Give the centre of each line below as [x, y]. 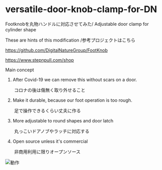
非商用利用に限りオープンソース [47, 152]
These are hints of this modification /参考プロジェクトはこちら [70, 40]
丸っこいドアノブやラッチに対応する [52, 131]
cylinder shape [21, 29]
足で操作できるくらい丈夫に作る [47, 110]
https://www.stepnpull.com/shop [40, 60]
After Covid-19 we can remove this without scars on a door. [75, 79]
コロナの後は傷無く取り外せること [50, 90]
